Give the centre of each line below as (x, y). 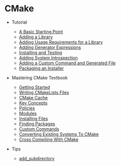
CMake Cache (33, 97)
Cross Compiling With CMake (49, 139)
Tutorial (19, 22)
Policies (27, 108)
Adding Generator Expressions (50, 47)
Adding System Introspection (48, 57)
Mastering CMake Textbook (40, 78)
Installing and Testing (40, 53)
